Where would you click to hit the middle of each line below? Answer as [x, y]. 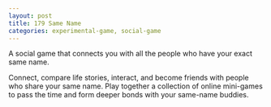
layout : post [30, 16]
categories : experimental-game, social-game [85, 31]
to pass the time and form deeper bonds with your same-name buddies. [129, 95]
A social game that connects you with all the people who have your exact [131, 54]
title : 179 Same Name [45, 23]
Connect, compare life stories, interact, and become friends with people [129, 78]
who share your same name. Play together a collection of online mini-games [136, 86]
